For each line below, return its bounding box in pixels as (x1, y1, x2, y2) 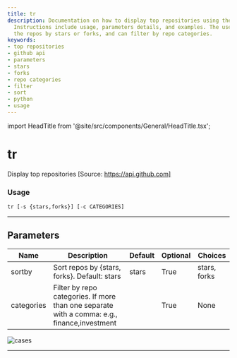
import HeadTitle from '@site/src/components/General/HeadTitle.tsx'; (7, 121, 211, 130)
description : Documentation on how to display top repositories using (7, 17, 219, 24)
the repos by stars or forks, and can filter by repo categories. (13, 30, 213, 37)
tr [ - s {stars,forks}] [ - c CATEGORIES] (7, 203, 125, 210)
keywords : (7, 37, 37, 44)
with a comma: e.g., (52, 309, 118, 318)
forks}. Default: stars (52, 271, 121, 281)
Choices (197, 250, 226, 260)
